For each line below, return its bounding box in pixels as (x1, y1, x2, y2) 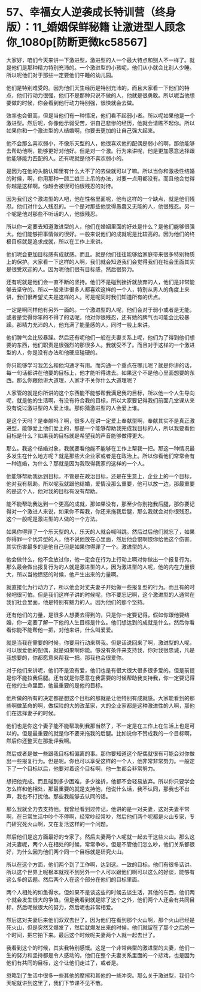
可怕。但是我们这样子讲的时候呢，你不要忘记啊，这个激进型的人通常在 (22, 591, 195, 598)
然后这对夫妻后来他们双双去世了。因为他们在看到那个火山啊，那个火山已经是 (6, 916, 195, 924)
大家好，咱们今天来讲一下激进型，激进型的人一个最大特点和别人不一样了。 (6, 56, 190, 64)
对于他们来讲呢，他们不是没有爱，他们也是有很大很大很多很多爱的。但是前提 (6, 666, 195, 674)
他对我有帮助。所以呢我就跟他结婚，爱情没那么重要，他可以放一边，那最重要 (6, 480, 195, 487)
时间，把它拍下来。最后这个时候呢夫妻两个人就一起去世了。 (11, 931, 159, 939)
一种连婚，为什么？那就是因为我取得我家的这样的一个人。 (6, 459, 148, 467)
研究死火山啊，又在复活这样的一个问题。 (11, 820, 111, 828)
